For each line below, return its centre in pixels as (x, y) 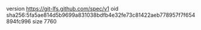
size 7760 (44, 21)
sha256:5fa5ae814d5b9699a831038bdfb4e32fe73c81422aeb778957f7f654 (101, 15)
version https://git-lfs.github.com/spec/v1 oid (62, 9)
